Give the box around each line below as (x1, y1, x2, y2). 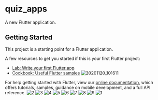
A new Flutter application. (5, 19, 56, 25)
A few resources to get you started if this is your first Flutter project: (5, 56, 140, 61)
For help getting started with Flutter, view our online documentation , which (5, 79, 154, 85)
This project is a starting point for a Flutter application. (5, 46, 113, 52)
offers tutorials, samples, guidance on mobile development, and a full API (5, 85, 151, 90)
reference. (5, 89, 26, 95)
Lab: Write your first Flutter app (12, 65, 75, 71)
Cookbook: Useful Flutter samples (12, 70, 80, 76)
